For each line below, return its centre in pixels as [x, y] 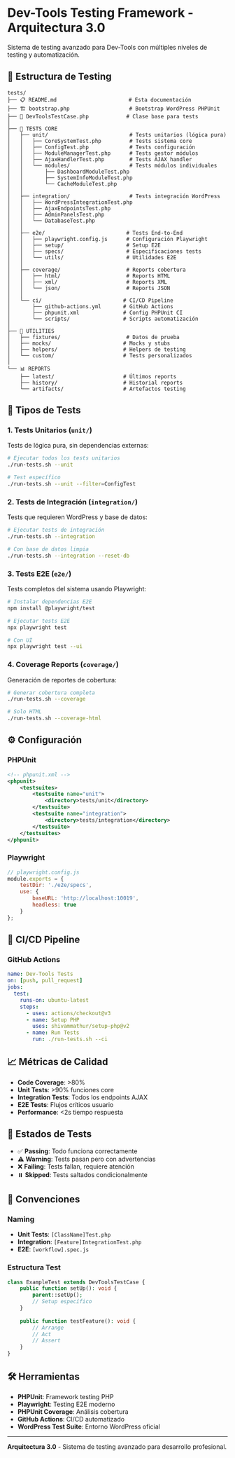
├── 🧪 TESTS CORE [33, 129]
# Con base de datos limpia [48, 549]
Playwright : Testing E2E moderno [66, 1404]
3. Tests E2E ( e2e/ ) [40, 574]
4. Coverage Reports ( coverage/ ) [63, 665]
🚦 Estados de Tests [50, 1134]
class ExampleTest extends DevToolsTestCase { [76, 1282]
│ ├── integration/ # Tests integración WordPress [114, 196]
